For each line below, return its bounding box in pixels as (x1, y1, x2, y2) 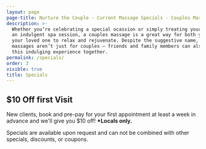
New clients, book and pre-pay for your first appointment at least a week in (6, 111, 196, 118)
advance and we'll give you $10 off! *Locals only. (6, 117, 132, 124)
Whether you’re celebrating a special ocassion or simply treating (12, 26, 188, 32)
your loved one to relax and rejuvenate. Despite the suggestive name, (12, 37, 199, 44)
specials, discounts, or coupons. (6, 136, 89, 143)
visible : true (6, 66, 43, 72)
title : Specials (6, 72, 48, 78)
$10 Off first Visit (6, 94, 73, 105)
